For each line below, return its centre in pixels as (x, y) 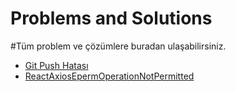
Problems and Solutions (111, 18)
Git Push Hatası (56, 65)
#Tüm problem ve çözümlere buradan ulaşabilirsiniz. (118, 46)
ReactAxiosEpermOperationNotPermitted (109, 76)
